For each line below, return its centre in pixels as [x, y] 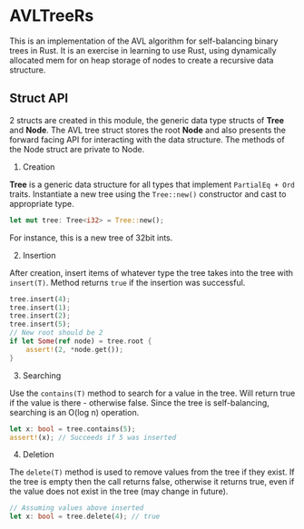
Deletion [38, 455]
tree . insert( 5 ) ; [40, 324]
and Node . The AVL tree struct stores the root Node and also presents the [148, 130]
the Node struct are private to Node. [77, 149]
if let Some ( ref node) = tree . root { [81, 341]
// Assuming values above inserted [77, 508]
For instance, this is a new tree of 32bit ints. [91, 238]
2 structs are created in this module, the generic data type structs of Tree [147, 120]
